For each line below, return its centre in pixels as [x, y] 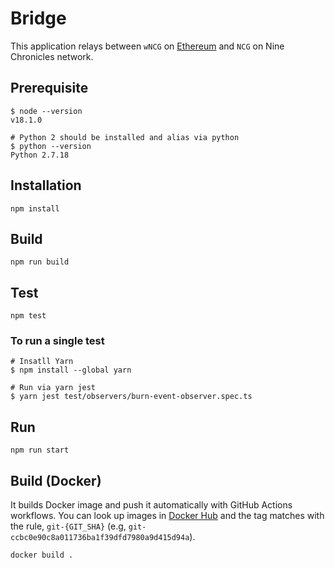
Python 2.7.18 [40, 155]
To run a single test [57, 341]
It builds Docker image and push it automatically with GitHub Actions [151, 505]
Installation [46, 185]
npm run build [40, 262]
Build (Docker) [56, 480]
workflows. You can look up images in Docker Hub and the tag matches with [167, 516]
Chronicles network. [52, 56]
